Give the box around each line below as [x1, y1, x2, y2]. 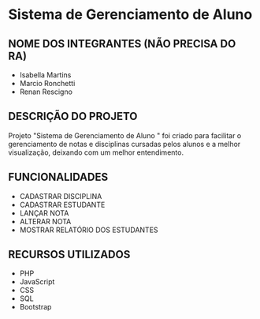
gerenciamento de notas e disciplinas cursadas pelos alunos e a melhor [8, 139, 241, 148]
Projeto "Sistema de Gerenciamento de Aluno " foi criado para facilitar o [8, 130, 242, 140]
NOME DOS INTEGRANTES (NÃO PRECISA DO [8, 37, 236, 51]
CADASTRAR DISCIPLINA [19, 191, 102, 201]
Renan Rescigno [19, 87, 73, 96]
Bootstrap [19, 302, 52, 312]
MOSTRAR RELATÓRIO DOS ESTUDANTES [19, 225, 159, 235]
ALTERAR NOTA [19, 216, 72, 226]
